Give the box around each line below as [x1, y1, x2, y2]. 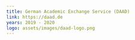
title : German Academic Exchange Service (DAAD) [6, 8, 130, 15]
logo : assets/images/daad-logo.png [6, 25, 95, 31]
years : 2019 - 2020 [6, 19, 55, 25]
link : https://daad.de [6, 14, 63, 20]
